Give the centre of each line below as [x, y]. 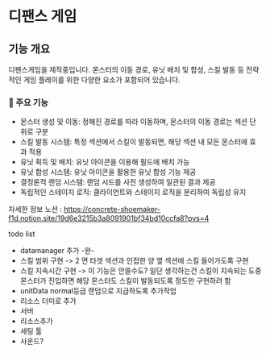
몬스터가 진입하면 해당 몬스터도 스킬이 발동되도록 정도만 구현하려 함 [125, 281]
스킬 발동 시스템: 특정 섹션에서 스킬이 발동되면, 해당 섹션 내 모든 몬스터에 [134, 142]
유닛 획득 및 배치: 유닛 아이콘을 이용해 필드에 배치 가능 [105, 162]
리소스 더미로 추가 [48, 301]
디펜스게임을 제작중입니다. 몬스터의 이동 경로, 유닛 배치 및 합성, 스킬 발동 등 [126, 70]
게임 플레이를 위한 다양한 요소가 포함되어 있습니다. [102, 80]
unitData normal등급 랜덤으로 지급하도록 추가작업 [98, 291]
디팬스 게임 [43, 17]
